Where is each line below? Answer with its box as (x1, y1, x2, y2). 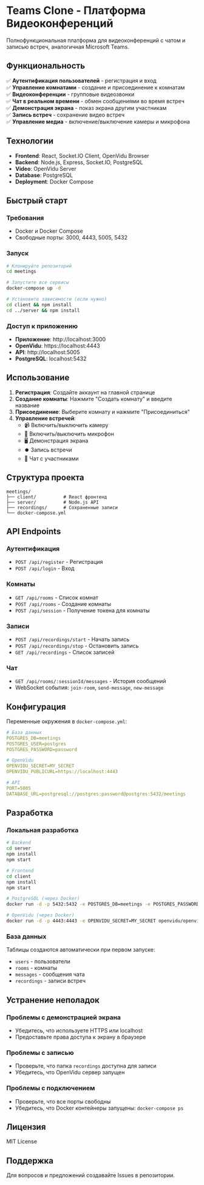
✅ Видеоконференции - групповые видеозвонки (6, 91, 135, 98)
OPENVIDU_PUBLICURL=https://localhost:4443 (6, 769, 118, 775)
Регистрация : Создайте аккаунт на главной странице (15, 388, 155, 396)
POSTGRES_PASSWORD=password (6, 746, 78, 752)
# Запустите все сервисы (6, 280, 69, 286)
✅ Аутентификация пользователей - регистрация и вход (6, 77, 157, 84)
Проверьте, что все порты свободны (15, 1097, 111, 1105)
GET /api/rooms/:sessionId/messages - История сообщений (15, 678, 166, 685)
